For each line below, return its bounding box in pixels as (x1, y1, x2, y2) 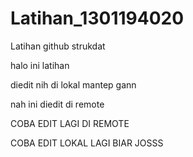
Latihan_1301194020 (10, 7, 185, 30)
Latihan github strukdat (10, 40, 106, 52)
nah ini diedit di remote (10, 98, 105, 110)
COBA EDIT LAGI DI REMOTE (10, 117, 130, 129)
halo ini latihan (10, 59, 70, 71)
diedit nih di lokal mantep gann (10, 78, 137, 91)
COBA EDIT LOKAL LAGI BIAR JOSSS (10, 137, 164, 149)
